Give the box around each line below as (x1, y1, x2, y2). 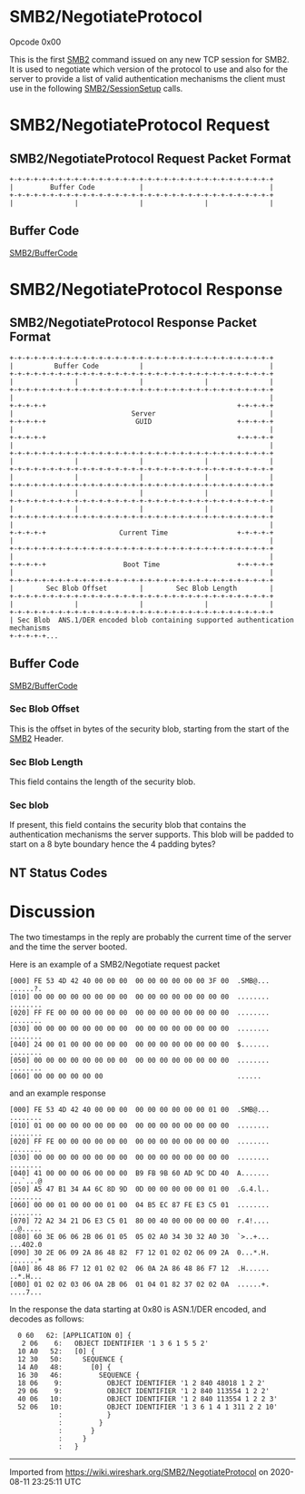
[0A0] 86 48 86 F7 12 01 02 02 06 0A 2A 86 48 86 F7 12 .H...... (9, 1263, 271, 1273)
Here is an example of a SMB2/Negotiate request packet (9, 958, 221, 969)
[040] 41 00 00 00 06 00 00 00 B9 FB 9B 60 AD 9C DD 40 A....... (9, 1168, 271, 1177)
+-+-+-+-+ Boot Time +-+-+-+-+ (9, 560, 274, 569)
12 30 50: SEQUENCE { (17, 1354, 124, 1363)
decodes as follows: (9, 1313, 84, 1324)
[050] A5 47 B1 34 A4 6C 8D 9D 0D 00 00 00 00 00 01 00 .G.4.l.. (9, 1184, 271, 1194)
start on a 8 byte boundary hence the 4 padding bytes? (9, 839, 216, 850)
